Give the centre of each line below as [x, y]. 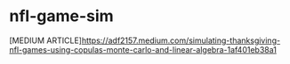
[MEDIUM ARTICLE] [46, 40]
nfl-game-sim [61, 16]
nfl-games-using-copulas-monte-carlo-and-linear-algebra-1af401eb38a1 [143, 49]
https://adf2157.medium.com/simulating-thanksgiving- [181, 40]
